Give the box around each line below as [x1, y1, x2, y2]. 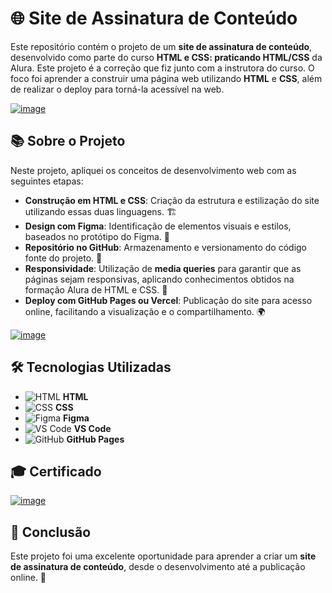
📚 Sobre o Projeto [10, 133, 126, 150]
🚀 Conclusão [10, 523, 92, 541]
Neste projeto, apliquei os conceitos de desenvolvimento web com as [10, 164, 297, 176]
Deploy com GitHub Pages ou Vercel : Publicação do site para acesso [24, 294, 313, 306]
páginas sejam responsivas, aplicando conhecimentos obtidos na [24, 273, 295, 285]
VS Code [73, 422, 112, 434]
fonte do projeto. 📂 [24, 252, 103, 264]
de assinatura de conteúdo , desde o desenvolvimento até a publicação [10, 561, 306, 573]
